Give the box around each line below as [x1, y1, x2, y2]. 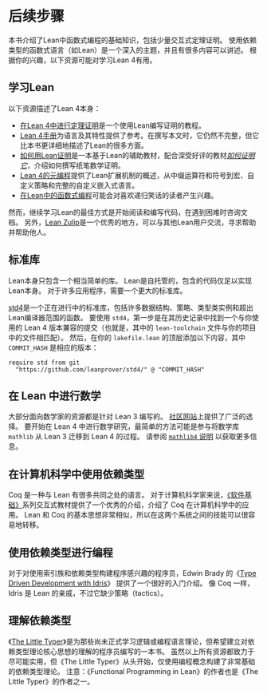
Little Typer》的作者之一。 [8, 676, 94, 686]
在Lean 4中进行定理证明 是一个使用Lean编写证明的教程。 [19, 121, 206, 130]
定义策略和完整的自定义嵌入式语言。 [19, 180, 139, 190]
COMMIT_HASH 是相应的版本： [8, 343, 99, 352]
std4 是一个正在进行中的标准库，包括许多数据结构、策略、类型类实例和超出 [8, 303, 253, 312]
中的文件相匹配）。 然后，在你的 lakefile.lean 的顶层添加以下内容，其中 [8, 332, 245, 342]
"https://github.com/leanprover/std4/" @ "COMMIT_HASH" [15, 365, 205, 374]
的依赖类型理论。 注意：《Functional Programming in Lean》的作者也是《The [8, 666, 259, 676]
